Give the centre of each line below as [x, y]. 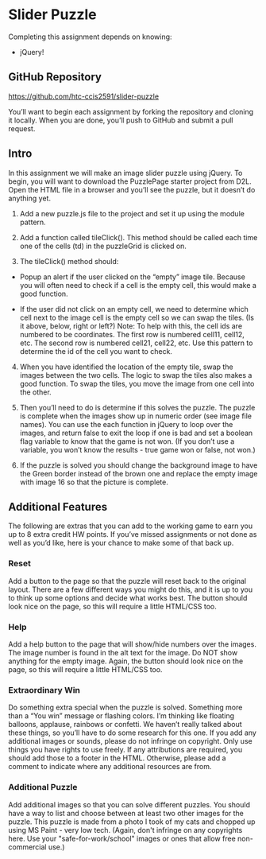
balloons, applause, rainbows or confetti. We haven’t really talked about [125, 725]
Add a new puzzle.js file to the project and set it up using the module [132, 213]
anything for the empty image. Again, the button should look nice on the [126, 661]
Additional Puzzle [43, 787]
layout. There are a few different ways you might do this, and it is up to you [131, 589]
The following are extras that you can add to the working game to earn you [130, 526]
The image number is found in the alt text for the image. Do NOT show [123, 652]
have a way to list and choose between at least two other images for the [126, 813]
